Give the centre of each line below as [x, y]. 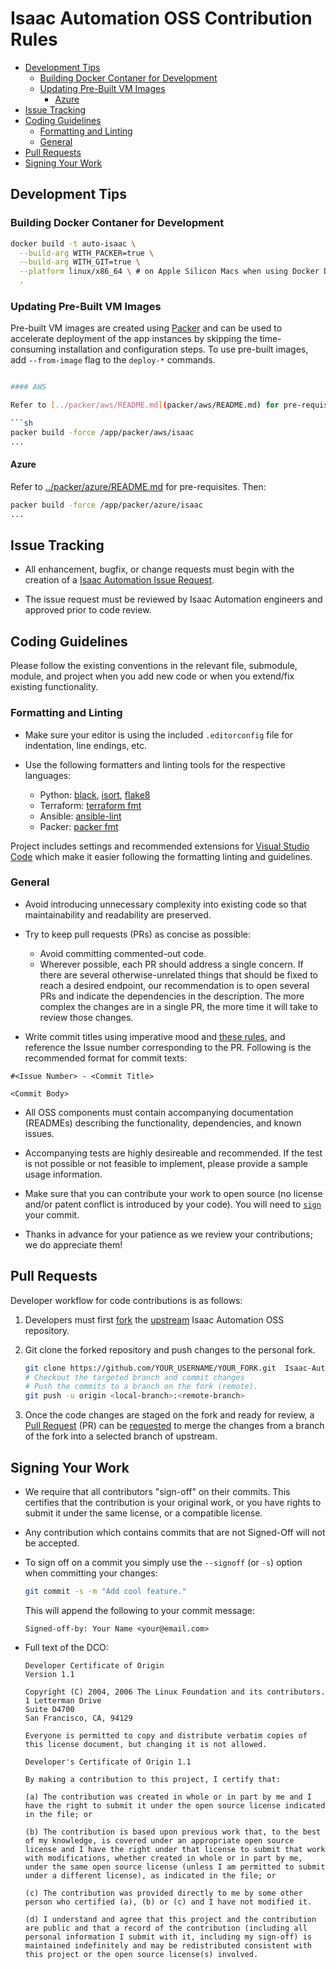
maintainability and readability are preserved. [118, 914]
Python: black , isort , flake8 [95, 794]
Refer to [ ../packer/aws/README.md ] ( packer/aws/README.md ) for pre [154, 405]
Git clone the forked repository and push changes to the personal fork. [170, 1349]
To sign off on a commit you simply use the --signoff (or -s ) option [163, 1562]
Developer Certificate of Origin [94, 1665]
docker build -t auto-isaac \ [73, 243]
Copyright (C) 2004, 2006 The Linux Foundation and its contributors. [175, 1692]
